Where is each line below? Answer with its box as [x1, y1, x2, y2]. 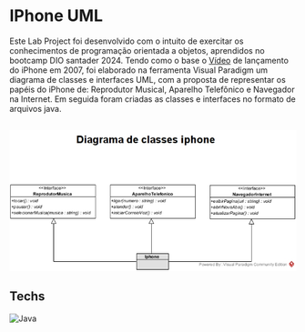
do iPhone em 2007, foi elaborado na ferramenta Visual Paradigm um [9, 65, 269, 75]
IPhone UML [9, 5, 103, 26]
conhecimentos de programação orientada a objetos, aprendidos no [9, 45, 266, 55]
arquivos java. [9, 103, 62, 114]
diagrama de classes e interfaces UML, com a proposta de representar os [9, 74, 287, 85]
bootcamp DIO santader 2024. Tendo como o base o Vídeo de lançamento [9, 55, 290, 65]
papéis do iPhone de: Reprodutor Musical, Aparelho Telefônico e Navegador [9, 84, 295, 95]
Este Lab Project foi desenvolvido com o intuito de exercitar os [9, 35, 244, 46]
